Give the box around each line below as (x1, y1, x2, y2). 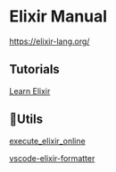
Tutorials (9, 62, 60, 77)
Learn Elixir (9, 85, 51, 96)
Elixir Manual (9, 6, 108, 27)
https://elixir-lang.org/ (9, 36, 90, 47)
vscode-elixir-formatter (9, 152, 95, 163)
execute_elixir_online (9, 135, 87, 146)
